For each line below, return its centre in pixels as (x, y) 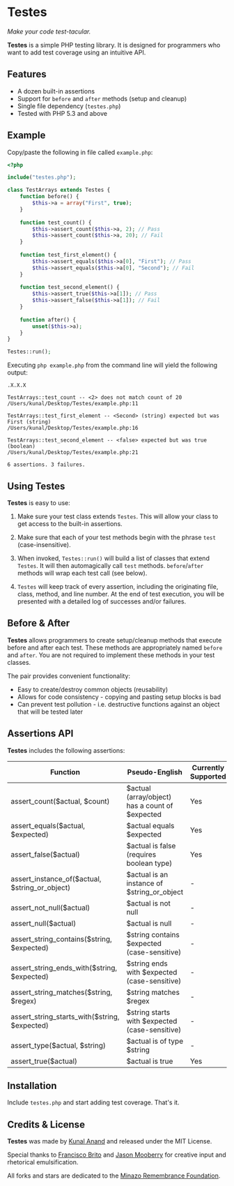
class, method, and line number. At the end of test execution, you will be (121, 594)
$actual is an (147, 874)
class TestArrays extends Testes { (59, 190)
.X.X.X (17, 385)
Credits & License (46, 1124)
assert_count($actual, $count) (60, 801)
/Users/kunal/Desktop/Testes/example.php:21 (73, 453)
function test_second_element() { (70, 287)
